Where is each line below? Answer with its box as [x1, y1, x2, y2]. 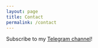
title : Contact [6, 14, 44, 20]
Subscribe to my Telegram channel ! [6, 36, 93, 43]
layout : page [6, 8, 38, 15]
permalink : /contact [6, 19, 57, 25]
